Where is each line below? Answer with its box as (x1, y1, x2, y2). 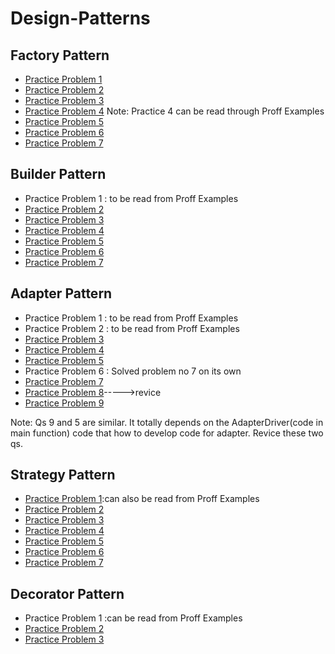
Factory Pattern (10, 47, 110, 64)
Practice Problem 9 (24, 397, 105, 409)
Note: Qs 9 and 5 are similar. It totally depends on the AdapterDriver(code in (10, 416, 324, 428)
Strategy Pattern (10, 467, 116, 484)
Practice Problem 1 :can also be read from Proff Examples (24, 493, 260, 505)
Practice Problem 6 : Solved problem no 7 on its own (24, 365, 242, 377)
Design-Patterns (10, 7, 151, 30)
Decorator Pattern (10, 585, 125, 602)
